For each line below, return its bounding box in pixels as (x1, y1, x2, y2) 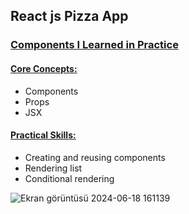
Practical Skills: (10, 129, 77, 141)
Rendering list (24, 162, 83, 174)
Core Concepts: (10, 62, 78, 74)
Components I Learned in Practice (10, 38, 179, 52)
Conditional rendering (24, 172, 115, 184)
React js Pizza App (10, 8, 129, 25)
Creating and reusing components (24, 151, 166, 163)
